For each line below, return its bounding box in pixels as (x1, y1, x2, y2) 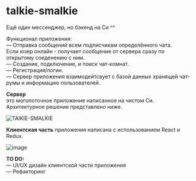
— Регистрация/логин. (6, 66, 63, 73)
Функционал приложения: (6, 35, 72, 42)
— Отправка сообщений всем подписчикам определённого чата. (6, 41, 172, 49)
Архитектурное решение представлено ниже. (6, 103, 123, 110)
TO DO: (6, 155, 25, 162)
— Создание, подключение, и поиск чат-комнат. (6, 60, 129, 67)
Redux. (6, 132, 24, 140)
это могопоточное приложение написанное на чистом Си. (6, 96, 154, 104)
